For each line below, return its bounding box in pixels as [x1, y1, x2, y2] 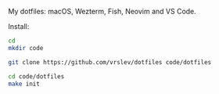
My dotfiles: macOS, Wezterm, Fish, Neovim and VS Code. [8, 7, 197, 16]
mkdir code [8, 44, 44, 52]
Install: [8, 22, 30, 31]
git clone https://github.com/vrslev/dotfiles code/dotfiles [8, 58, 212, 66]
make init [8, 80, 41, 88]
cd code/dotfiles [8, 72, 65, 81]
